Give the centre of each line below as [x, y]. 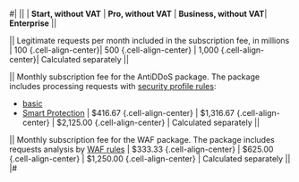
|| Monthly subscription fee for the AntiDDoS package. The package [135, 77]
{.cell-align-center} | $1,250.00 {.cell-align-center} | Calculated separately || [150, 159]
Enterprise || [33, 23]
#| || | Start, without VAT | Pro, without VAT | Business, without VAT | [138, 14]
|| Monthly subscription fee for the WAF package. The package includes [142, 140]
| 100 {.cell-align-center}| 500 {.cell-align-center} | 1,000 [114, 50]
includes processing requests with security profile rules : [113, 86]
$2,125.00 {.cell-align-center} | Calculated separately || [158, 122]
